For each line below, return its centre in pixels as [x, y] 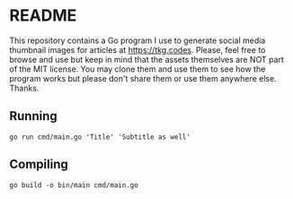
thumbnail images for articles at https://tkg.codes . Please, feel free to [138, 49]
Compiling [39, 164]
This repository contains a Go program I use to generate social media [138, 40]
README [43, 16]
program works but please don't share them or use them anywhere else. [143, 78]
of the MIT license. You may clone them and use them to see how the [138, 69]
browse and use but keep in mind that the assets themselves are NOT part [147, 59]
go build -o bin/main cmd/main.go [74, 185]
